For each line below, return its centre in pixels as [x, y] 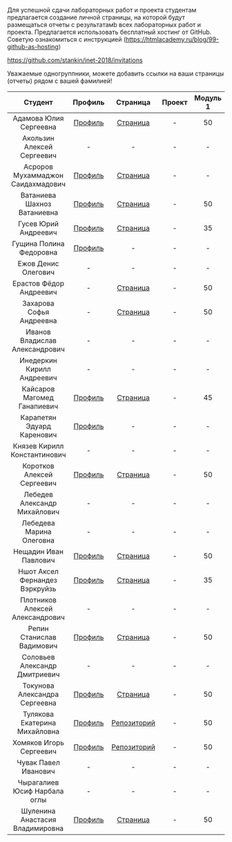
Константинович [39, 455]
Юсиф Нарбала [38, 791]
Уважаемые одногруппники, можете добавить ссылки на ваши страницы [116, 73]
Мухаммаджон [38, 175]
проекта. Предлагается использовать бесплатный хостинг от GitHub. [109, 32]
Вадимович [38, 646]
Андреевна [38, 321]
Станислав [38, 637]
